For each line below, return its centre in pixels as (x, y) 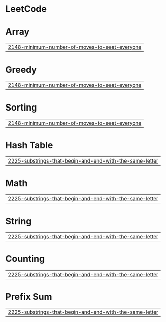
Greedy (21, 70)
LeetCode (26, 9)
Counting (25, 259)
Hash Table (29, 146)
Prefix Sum (29, 297)
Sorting (21, 108)
